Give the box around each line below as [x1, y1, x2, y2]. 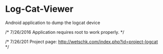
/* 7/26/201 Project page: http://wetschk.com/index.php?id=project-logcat [5, 38, 158, 45]
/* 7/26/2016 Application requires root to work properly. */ [5, 29, 125, 35]
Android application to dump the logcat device [5, 20, 101, 26]
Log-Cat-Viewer [5, 3, 74, 15]
